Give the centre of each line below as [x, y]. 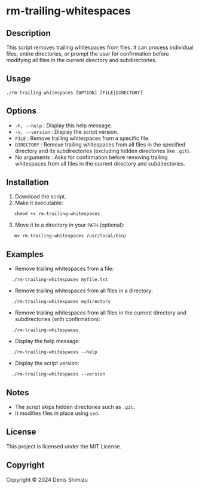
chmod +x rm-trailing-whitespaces [57, 214]
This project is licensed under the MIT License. [64, 446]
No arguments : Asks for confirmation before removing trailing [91, 157]
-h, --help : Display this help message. [63, 125]
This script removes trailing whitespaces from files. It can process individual [100, 47]
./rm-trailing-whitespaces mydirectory [61, 302]
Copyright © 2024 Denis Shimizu [47, 479]
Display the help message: [48, 341]
